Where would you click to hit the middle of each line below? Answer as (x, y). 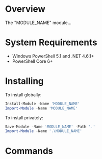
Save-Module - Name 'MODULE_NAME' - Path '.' (50, 127)
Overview (25, 9)
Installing (25, 81)
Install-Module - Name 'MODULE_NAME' (42, 104)
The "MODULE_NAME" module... (38, 23)
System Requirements (51, 42)
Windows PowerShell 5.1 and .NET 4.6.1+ (53, 56)
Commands (29, 151)
